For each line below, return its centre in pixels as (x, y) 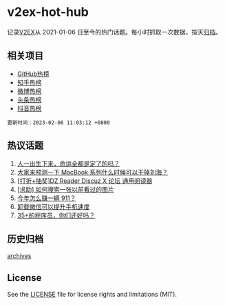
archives (19, 256)
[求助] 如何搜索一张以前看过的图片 (65, 189)
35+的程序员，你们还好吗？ (56, 215)
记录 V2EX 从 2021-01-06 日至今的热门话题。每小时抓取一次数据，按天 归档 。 (115, 32)
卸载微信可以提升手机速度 (53, 206)
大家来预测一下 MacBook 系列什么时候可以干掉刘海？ (93, 172)
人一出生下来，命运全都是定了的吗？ (68, 164)
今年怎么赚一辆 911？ (46, 198)
